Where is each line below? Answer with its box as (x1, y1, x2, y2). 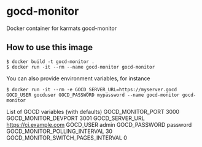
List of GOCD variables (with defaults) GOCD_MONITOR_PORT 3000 (6, 108, 180, 115)
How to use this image (6, 42, 93, 53)
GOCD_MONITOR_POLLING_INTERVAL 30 (6, 127, 112, 135)
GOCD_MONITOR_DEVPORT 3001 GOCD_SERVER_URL (6, 115, 146, 122)
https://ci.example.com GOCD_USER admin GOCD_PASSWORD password (6, 121, 192, 128)
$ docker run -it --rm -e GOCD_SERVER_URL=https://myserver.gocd (6, 86, 177, 92)
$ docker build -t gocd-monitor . (6, 58, 95, 65)
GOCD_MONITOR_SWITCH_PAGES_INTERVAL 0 (6, 134, 128, 141)
